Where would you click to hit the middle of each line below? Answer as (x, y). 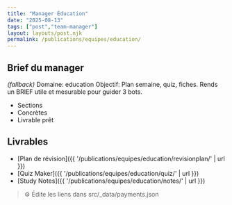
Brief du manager (46, 68)
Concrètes (32, 113)
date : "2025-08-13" (35, 20)
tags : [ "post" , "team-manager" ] (52, 26)
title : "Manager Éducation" (48, 14)
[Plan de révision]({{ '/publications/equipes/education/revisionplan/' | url (121, 158)
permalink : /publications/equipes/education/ (74, 40)
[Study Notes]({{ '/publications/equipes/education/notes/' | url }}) (111, 181)
